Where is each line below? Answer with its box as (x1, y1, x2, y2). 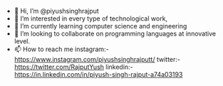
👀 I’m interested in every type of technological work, (14, 14, 168, 23)
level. (14, 37, 31, 45)
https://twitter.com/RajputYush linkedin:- (14, 63, 133, 71)
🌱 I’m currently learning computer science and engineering (14, 22, 187, 30)
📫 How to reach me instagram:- (14, 45, 109, 53)
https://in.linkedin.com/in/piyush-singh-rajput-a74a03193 (14, 70, 183, 78)
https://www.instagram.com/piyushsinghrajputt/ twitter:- (14, 55, 180, 63)
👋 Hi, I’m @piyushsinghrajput (14, 7, 100, 15)
